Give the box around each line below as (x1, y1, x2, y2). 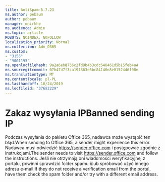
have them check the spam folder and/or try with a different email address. (5, 171, 158, 177)
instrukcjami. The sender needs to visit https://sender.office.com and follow (5, 150, 159, 156)
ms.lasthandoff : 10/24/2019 (5, 81, 63, 86)
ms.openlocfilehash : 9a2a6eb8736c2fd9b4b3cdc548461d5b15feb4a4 (5, 63, 139, 68)
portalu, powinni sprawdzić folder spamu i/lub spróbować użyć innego (5, 161, 149, 167)
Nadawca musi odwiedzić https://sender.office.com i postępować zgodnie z (5, 145, 161, 151)
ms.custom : (5, 49, 28, 54)
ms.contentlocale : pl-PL (5, 77, 56, 82)
